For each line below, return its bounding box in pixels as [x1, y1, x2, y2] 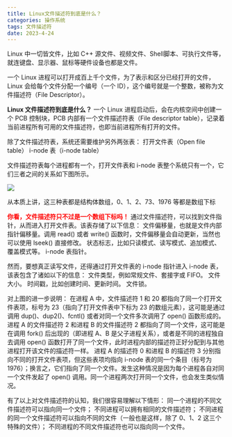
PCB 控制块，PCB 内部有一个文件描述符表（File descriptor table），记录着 [15, 114, 225, 123]
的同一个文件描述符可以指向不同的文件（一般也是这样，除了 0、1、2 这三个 [7, 414, 222, 422]
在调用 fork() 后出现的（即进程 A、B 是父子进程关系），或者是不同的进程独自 [7, 329, 224, 338]
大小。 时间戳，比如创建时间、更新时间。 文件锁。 [7, 279, 151, 288]
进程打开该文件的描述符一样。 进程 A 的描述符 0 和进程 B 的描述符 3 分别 [7, 346, 215, 355]
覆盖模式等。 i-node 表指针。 [7, 247, 91, 256]
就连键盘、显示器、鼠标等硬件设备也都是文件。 [7, 59, 141, 67]
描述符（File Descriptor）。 [13, 91, 89, 99]
